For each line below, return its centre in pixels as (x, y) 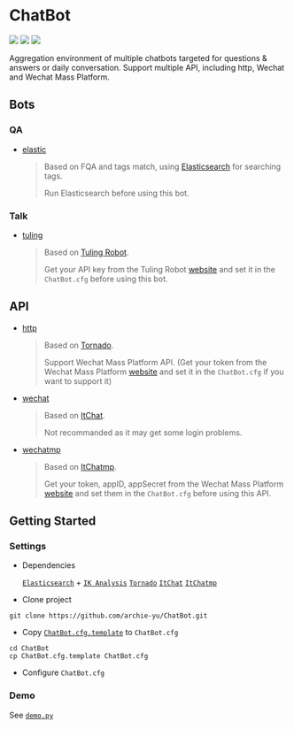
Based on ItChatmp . (80, 466)
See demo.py (31, 715)
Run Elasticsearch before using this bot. (116, 193)
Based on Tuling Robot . (86, 252)
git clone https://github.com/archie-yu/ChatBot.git (108, 616)
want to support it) (78, 380)
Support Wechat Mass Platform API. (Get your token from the (155, 362)
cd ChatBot (29, 648)
